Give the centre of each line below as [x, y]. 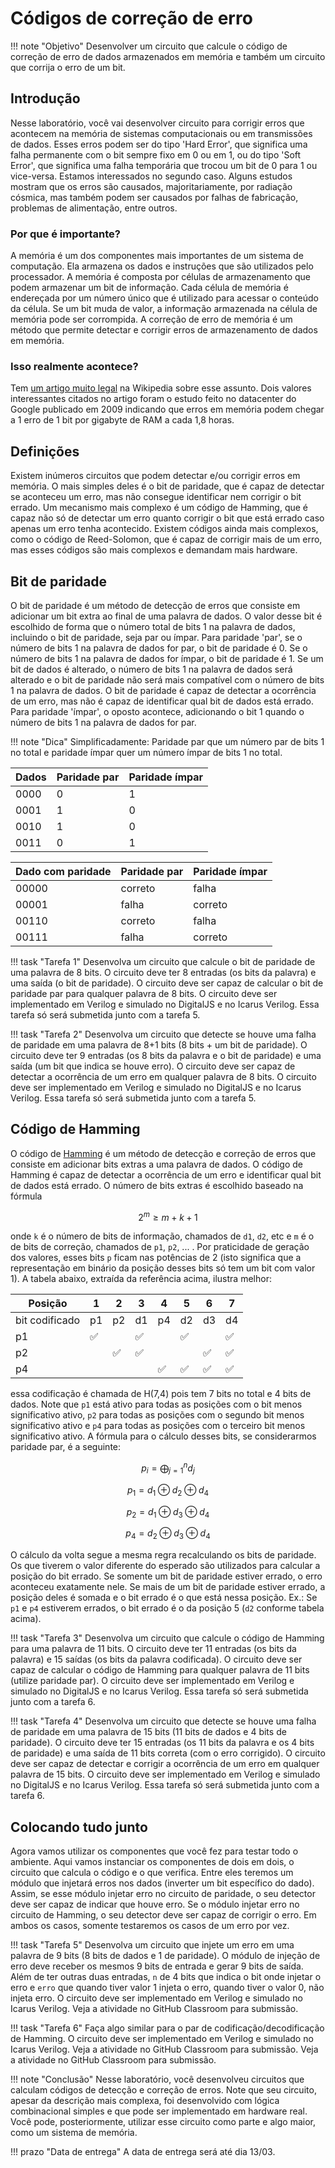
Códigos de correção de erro [131, 18]
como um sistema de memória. [74, 2133]
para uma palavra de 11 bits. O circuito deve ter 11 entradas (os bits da [153, 1649]
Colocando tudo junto [79, 1827]
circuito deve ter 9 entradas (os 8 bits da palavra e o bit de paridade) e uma [166, 1055]
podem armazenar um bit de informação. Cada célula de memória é [149, 288]
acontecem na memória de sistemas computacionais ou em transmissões [161, 133]
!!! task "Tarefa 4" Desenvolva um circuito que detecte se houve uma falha [163, 1721]
